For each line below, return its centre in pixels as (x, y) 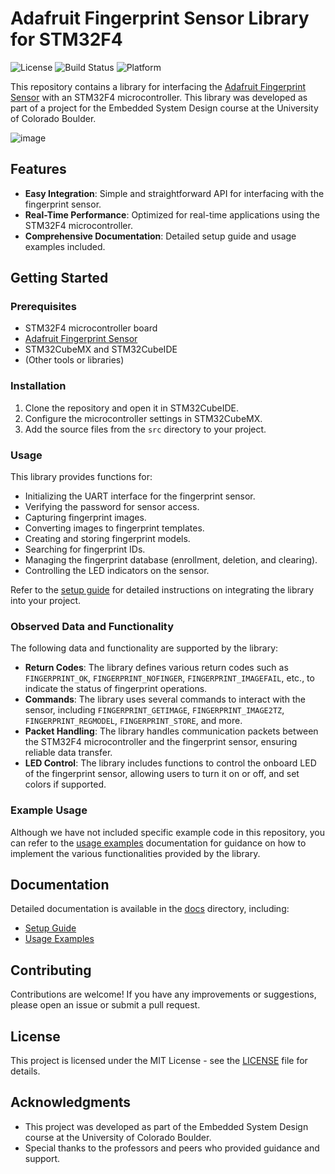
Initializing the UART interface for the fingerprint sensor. (140, 496)
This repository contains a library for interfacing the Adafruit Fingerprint (158, 86)
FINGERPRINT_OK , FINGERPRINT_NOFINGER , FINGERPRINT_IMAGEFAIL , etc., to (169, 678)
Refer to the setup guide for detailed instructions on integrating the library (162, 590)
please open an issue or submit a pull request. (105, 1005)
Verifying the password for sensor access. (112, 507)
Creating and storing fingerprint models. (107, 539)
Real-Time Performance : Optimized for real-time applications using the (172, 214)
